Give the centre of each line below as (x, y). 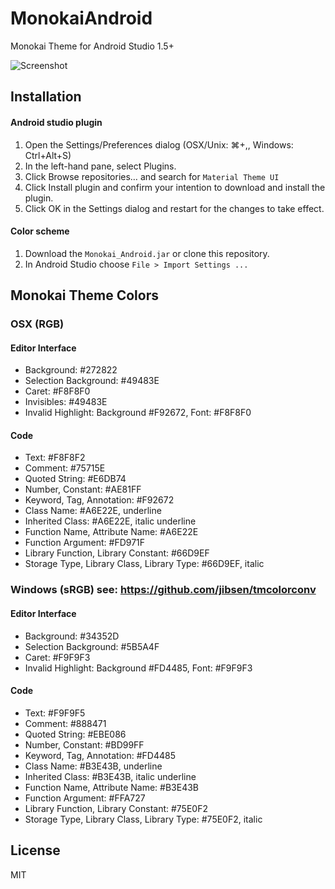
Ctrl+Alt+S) (48, 155)
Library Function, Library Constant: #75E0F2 (116, 808)
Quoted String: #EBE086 (75, 734)
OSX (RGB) (37, 324)
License (35, 850)
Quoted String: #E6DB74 (75, 479)
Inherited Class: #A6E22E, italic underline (110, 521)
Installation (46, 97)
